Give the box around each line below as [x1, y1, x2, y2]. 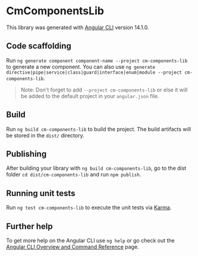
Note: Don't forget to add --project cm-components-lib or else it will [20, 86, 188, 93]
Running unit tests [6, 188, 76, 198]
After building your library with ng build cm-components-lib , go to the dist [6, 165, 187, 172]
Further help [6, 221, 54, 231]
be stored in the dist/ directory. [6, 132, 84, 139]
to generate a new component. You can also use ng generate [6, 63, 156, 70]
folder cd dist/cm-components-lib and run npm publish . [6, 171, 142, 178]
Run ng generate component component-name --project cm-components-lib [6, 56, 188, 64]
